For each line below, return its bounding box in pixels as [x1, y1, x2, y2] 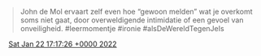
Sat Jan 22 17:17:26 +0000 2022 [7, 39, 117, 49]
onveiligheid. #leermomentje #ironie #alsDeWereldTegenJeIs [20, 24, 225, 33]
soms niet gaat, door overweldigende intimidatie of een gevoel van [20, 15, 244, 25]
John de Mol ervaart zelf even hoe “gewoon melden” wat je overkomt [20, 7, 253, 16]
